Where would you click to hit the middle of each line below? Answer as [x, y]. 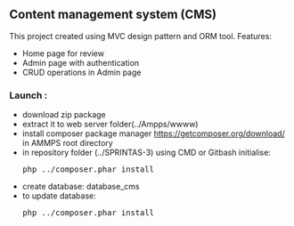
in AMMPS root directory [67, 143]
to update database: [59, 196]
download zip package [64, 115]
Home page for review [63, 53]
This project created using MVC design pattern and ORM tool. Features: [140, 36]
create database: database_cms [81, 187]
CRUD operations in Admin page [82, 72]
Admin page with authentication [81, 62]
